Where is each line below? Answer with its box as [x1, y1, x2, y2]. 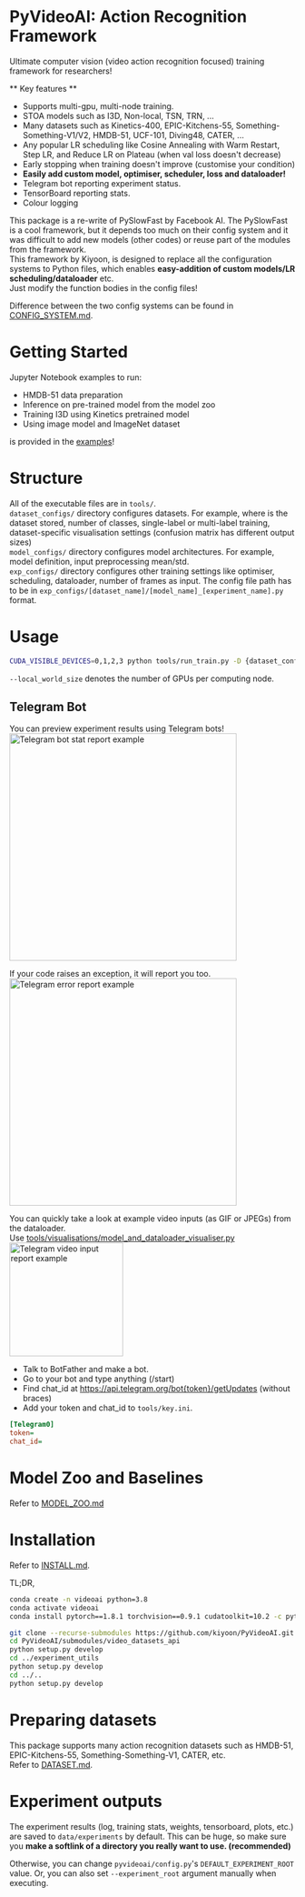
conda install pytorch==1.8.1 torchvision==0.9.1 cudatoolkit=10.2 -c [9, 1611, 282, 1621]
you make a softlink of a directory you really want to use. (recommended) [9, 1840, 292, 1852]
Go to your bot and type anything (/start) [22, 1373, 175, 1384]
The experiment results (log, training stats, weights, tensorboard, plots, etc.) [9, 1821, 294, 1832]
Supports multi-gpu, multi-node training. [22, 100, 174, 111]
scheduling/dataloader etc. [9, 273, 114, 284]
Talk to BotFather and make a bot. [22, 1364, 150, 1375]
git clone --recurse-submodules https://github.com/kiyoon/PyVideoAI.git [9, 1628, 295, 1638]
